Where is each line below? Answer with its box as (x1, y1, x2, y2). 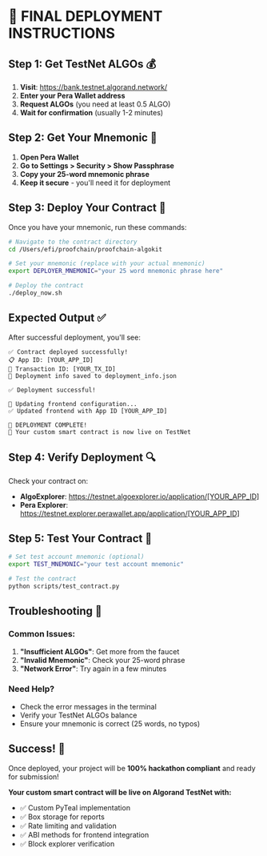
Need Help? (8, 684, 55, 695)
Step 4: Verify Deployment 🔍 (8, 451, 156, 464)
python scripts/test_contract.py (8, 582, 120, 590)
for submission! (8, 772, 60, 782)
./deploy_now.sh (8, 289, 62, 297)
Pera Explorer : (19, 500, 69, 509)
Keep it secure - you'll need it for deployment (19, 178, 171, 187)
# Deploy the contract (8, 282, 84, 290)
